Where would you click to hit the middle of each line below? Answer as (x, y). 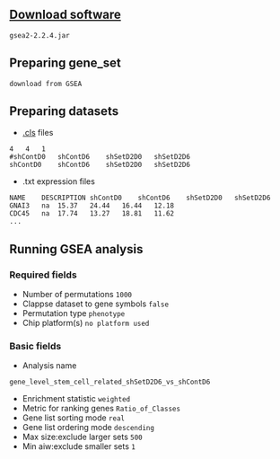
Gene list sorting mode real (74, 418)
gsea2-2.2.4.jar (39, 35)
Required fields (44, 275)
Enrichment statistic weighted (76, 399)
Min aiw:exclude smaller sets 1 (79, 446)
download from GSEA (46, 84)
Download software (65, 15)
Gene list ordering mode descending (88, 428)
